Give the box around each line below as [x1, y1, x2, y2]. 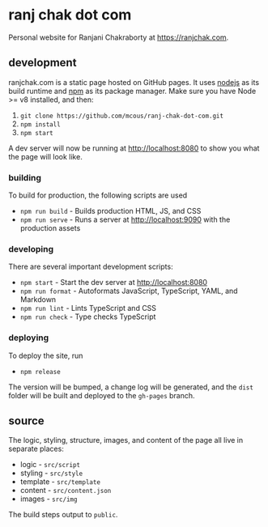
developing [8, 243, 54, 254]
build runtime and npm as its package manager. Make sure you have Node [8, 86, 257, 96]
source [8, 414, 45, 428]
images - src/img [19, 494, 78, 504]
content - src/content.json [19, 486, 112, 495]
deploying [8, 332, 49, 343]
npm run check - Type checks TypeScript [19, 312, 156, 321]
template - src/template [19, 477, 101, 487]
